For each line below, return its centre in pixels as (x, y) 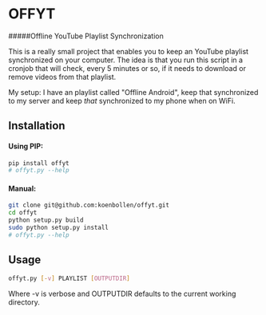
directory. (24, 302)
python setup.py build (46, 220)
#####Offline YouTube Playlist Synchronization (86, 36)
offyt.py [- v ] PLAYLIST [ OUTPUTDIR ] (69, 278)
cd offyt (23, 213)
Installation (37, 126)
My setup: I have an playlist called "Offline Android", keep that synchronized (133, 92)
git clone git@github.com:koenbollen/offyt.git (89, 205)
